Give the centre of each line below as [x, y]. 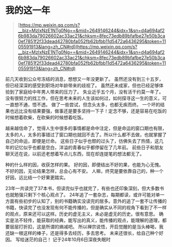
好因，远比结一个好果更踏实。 [37, 177]
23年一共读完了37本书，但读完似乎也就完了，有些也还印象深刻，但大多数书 [85, 188]
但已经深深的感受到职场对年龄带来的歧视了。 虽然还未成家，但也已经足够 [82, 85]
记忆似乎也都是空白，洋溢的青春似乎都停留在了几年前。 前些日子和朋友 [89, 147]
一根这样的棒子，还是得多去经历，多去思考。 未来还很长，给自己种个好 [89, 233]
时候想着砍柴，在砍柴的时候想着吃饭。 [46, 117]
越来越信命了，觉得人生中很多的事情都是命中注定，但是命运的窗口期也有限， [86, 128]
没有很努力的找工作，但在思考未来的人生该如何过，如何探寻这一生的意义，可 [86, 98]
